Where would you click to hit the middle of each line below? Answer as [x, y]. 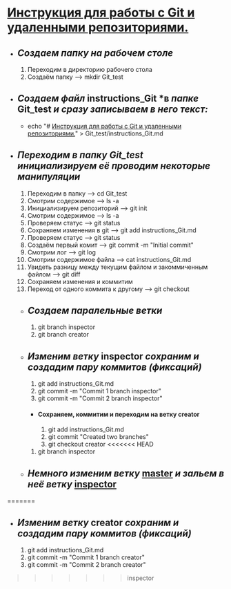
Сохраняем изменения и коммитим [80, 281]
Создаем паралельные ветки [95, 311]
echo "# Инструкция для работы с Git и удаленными [104, 126]
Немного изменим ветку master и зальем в [126, 473]
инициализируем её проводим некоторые [114, 166]
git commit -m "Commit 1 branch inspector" [100, 391]
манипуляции [49, 177]
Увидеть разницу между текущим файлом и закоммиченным [118, 267]
